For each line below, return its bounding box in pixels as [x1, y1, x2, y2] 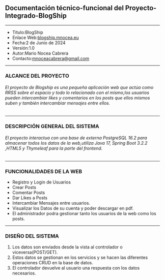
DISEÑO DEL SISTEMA [5, 233, 59, 240]
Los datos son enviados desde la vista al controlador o [12, 244, 123, 250]
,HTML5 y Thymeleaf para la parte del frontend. [5, 145, 103, 152]
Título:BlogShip [12, 29, 43, 35]
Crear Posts [12, 185, 36, 190]
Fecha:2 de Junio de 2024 [12, 39, 66, 46]
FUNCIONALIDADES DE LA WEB [5, 168, 82, 175]
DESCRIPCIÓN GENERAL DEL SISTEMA [5, 123, 99, 129]
